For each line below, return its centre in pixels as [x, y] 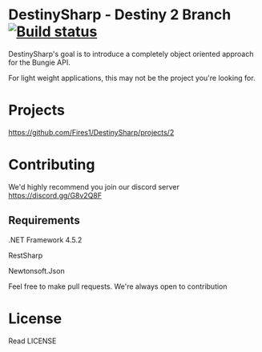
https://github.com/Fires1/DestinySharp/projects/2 [91, 132]
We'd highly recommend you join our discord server [94, 186]
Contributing [52, 165]
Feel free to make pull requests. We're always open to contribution [118, 286]
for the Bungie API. [39, 62]
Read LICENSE [32, 341]
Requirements [44, 220]
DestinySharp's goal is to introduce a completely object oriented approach [131, 54]
